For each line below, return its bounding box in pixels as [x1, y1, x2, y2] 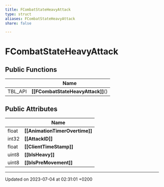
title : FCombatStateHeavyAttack [5, 7, 71, 12]
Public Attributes [5, 104, 58, 113]
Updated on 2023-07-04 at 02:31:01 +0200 [5, 176, 93, 182]
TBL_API [7, 88, 27, 95]
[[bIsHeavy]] [24, 151, 55, 158]
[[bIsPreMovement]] [24, 159, 73, 166]
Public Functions [5, 65, 57, 74]
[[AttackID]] [24, 135, 53, 142]
